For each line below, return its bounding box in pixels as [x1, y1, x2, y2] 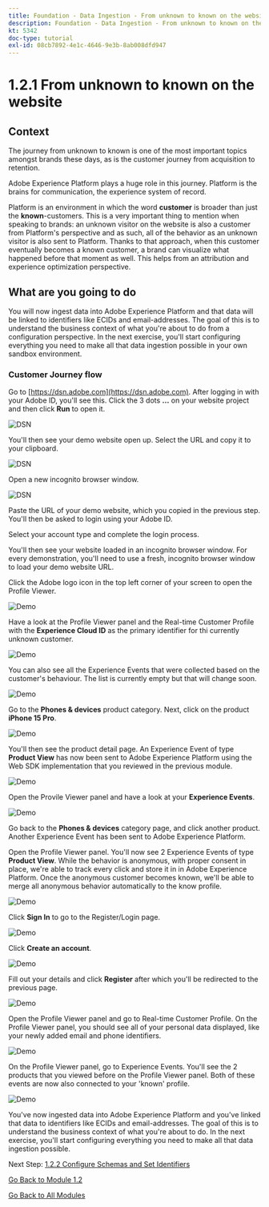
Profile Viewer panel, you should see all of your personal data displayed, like [8, 1022, 260, 1033]
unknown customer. [8, 634, 74, 644]
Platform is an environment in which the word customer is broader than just [8, 203, 258, 212]
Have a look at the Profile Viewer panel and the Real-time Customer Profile [8, 617, 255, 627]
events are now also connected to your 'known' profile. [8, 1079, 191, 1089]
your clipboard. [8, 443, 58, 453]
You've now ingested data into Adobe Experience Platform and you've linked [8, 1110, 261, 1120]
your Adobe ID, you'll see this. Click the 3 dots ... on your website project [8, 395, 250, 405]
